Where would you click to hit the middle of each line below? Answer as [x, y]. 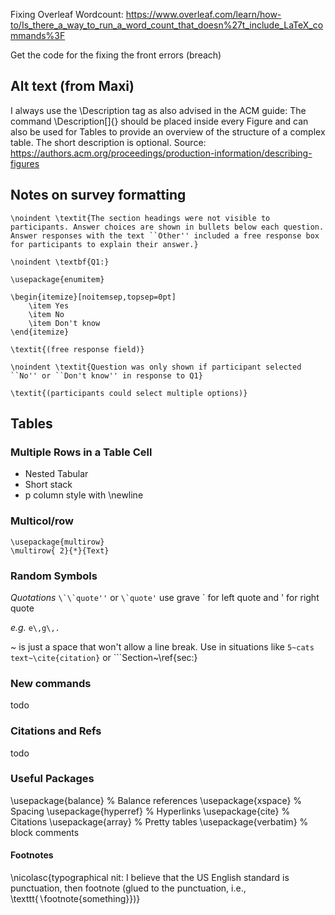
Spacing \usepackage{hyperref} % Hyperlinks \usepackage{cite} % [150, 811]
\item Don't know [64, 323]
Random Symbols [54, 576]
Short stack [48, 485]
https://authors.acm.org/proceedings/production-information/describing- [161, 153]
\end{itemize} [40, 332]
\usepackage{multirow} [57, 542]
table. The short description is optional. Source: [108, 142]
